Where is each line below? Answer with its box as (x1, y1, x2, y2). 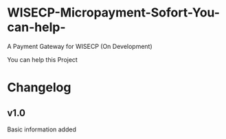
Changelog (7, 80, 71, 96)
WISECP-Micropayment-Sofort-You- (7, 5, 221, 21)
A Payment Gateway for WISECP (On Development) (7, 42, 152, 50)
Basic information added (7, 125, 77, 133)
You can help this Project (7, 55, 78, 63)
